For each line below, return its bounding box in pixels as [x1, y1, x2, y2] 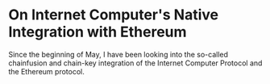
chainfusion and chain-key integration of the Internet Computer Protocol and [8, 58, 263, 68]
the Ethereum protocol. [8, 66, 85, 76]
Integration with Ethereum [8, 23, 187, 41]
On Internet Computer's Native [8, 6, 219, 24]
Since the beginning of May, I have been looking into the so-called [8, 49, 228, 59]
